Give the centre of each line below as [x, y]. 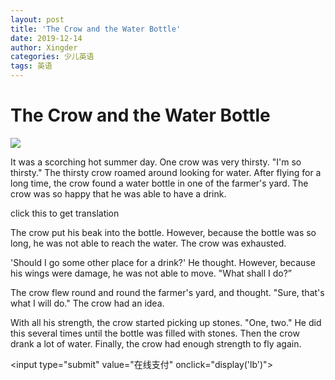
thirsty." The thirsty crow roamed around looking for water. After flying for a [166, 172]
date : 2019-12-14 [46, 38]
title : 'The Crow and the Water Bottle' [96, 29]
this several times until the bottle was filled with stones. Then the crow [155, 333]
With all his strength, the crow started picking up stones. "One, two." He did [166, 322]
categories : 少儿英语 [52, 57]
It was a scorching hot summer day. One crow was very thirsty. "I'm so [156, 162]
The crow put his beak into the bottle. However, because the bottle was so [163, 232]
